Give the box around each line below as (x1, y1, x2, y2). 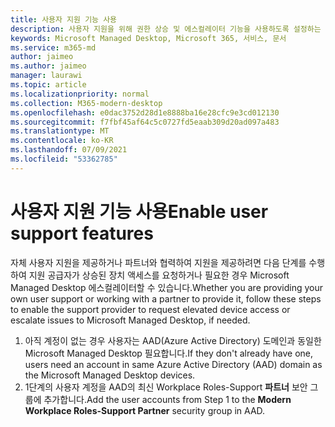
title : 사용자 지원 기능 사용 (10, 14, 118, 25)
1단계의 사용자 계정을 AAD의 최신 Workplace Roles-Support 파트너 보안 (24, 381, 308, 393)
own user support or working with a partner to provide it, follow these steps (10, 292, 322, 305)
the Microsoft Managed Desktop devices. (24, 369, 196, 381)
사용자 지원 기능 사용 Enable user (10, 200, 269, 223)
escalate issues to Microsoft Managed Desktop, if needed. (10, 314, 251, 326)
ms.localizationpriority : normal (10, 89, 150, 99)
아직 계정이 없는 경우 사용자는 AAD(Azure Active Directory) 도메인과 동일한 (24, 334, 322, 346)
